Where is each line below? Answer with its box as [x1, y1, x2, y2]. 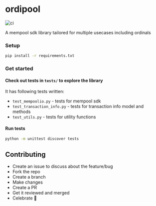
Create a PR [12, 185, 37, 191]
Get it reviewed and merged [12, 190, 70, 196]
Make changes [12, 179, 43, 185]
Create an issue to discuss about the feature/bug [12, 163, 113, 170]
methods [12, 108, 31, 115]
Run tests [5, 125, 25, 131]
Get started [5, 65, 33, 72]
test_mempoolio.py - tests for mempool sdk [12, 98, 101, 104]
